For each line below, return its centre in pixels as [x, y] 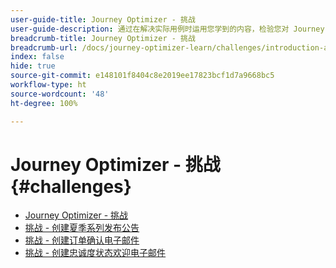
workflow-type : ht [48, 85]
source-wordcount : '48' [60, 94]
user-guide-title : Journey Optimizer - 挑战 [103, 19]
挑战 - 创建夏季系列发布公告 [82, 228]
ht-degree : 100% [44, 103]
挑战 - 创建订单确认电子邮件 [82, 240]
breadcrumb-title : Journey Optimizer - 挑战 [103, 38]
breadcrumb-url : [44, 47]
